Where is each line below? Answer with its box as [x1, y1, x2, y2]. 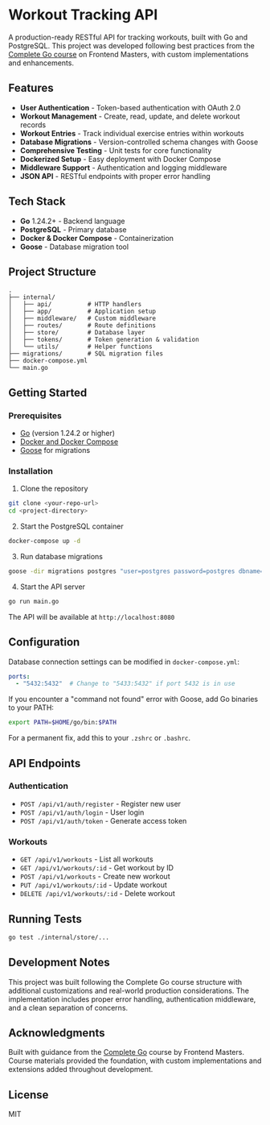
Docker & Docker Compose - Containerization [19, 233, 174, 243]
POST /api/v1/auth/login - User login [19, 807, 145, 817]
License [8, 1088, 49, 1102]
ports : [8, 672, 31, 680]
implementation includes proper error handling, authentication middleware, [8, 994, 256, 1004]
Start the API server [19, 582, 86, 592]
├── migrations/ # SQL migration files [8, 350, 163, 358]
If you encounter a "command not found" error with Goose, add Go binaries [8, 695, 259, 704]
